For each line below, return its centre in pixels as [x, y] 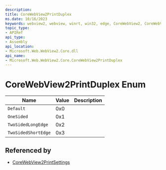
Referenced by [28, 150]
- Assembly [16, 42]
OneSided [18, 117]
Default [17, 109]
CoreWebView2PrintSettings [41, 162]
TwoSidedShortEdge [29, 133]
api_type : [15, 38]
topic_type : [17, 28]
